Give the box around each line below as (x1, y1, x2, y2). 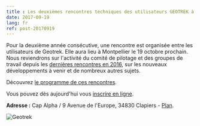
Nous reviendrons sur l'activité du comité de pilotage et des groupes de (6, 54, 183, 62)
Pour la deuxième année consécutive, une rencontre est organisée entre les (6, 42, 193, 49)
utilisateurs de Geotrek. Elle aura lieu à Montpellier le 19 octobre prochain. (6, 48, 189, 56)
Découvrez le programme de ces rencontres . (6, 79, 117, 86)
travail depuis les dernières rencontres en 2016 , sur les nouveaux (6, 61, 167, 68)
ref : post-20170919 (6, 25, 55, 32)
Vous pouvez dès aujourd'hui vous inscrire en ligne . (6, 90, 134, 97)
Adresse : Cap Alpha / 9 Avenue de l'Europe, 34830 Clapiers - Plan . (6, 102, 174, 109)
